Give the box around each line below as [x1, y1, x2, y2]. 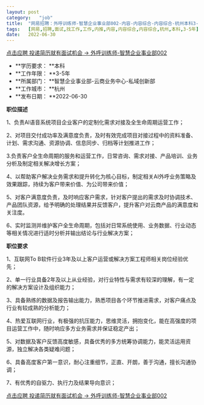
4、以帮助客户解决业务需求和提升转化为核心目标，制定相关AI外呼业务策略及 [6, 173, 197, 180]
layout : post [6, 9, 40, 15]
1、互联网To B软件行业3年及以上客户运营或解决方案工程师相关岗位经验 [6, 255, 183, 263]
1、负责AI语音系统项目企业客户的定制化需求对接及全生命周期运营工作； [6, 119, 185, 126]
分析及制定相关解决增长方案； [6, 160, 81, 167]
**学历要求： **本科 [15, 62, 65, 70]
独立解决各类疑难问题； [16, 346, 76, 353]
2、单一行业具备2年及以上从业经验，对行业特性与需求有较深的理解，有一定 [6, 276, 195, 283]
